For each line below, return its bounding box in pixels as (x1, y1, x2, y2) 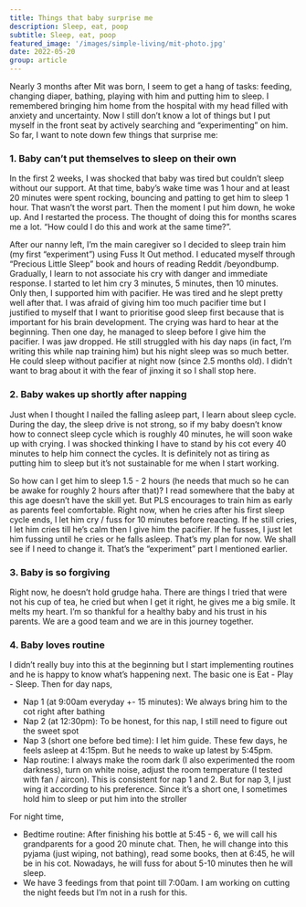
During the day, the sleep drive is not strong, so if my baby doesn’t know (9, 418, 283, 429)
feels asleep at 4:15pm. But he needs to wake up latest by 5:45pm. (22, 745, 273, 756)
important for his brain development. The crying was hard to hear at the (9, 317, 280, 328)
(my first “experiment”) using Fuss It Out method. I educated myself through (9, 248, 295, 260)
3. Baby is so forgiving (9, 565, 111, 578)
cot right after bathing (22, 706, 105, 717)
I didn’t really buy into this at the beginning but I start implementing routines (9, 659, 294, 670)
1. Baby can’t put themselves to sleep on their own (9, 152, 237, 164)
